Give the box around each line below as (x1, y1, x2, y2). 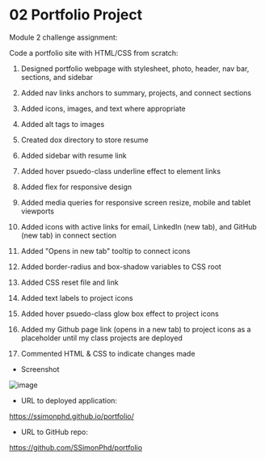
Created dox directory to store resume (20, 135, 149, 145)
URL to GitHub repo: (20, 427, 88, 437)
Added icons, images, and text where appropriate (20, 103, 186, 113)
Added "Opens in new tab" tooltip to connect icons (20, 246, 191, 255)
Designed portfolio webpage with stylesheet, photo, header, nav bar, (20, 63, 250, 74)
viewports (20, 206, 55, 216)
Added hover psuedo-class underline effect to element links (20, 166, 221, 175)
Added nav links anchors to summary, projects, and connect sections (20, 87, 252, 98)
